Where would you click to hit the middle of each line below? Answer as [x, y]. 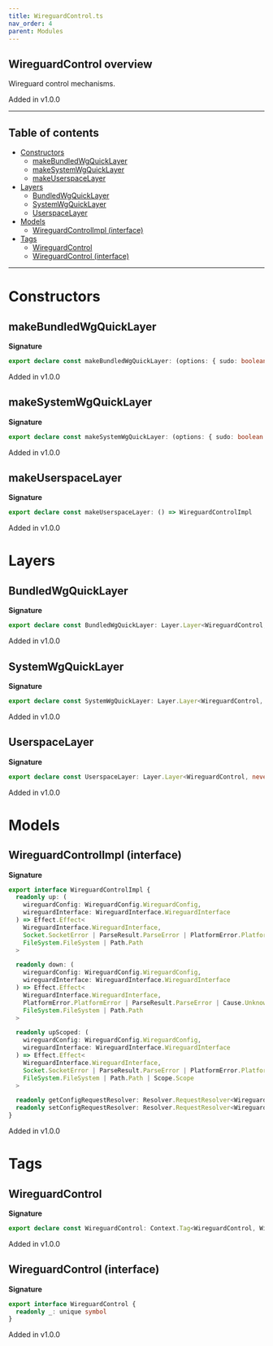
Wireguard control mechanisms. [62, 84]
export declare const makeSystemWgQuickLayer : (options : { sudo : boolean [136, 436]
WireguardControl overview [80, 64]
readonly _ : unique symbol [61, 1312]
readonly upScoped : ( [52, 1033]
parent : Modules [36, 31]
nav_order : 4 [30, 24]
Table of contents [54, 132]
